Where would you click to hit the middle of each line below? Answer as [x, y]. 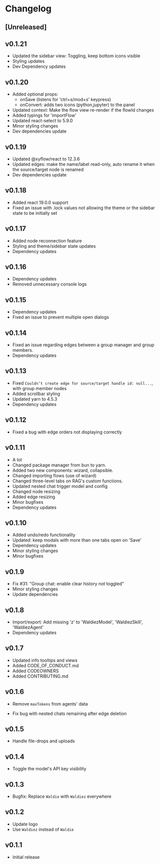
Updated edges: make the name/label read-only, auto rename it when [83, 164]
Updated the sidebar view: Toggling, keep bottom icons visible [76, 56]
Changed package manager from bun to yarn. [59, 465]
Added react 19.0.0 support [40, 202]
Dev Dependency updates [39, 67]
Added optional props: [35, 94]
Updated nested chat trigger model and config [60, 486]
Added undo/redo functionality [44, 535]
